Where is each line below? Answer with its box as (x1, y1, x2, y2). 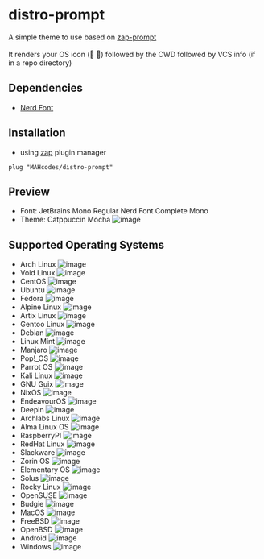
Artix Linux (19, 311, 56, 321)
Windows (19, 542, 52, 552)
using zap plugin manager (19, 147, 107, 157)
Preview (8, 184, 51, 198)
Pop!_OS (19, 354, 49, 363)
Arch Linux (19, 259, 56, 269)
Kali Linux (19, 371, 53, 380)
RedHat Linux (19, 439, 65, 449)
